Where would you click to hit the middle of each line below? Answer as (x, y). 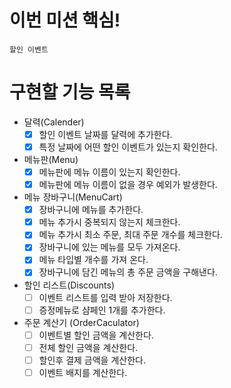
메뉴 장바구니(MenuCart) (73, 197)
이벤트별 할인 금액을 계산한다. (96, 335)
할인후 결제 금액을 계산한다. (92, 360)
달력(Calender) (54, 122)
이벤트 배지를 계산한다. (83, 372)
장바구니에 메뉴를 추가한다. (91, 210)
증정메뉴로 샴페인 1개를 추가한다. (102, 310)
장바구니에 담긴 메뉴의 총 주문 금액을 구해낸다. (128, 272)
